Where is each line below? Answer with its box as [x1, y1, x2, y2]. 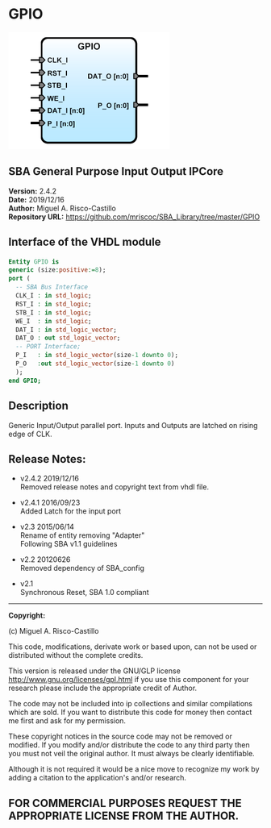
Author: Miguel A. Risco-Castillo [8, 203, 117, 213]
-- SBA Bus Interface [15, 283, 89, 291]
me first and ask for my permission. [8, 716, 127, 726]
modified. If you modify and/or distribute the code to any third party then [8, 740, 250, 750]
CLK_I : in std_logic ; [15, 292, 92, 300]
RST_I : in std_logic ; [15, 300, 92, 308]
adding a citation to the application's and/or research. [8, 773, 187, 783]
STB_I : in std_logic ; [15, 308, 92, 317]
